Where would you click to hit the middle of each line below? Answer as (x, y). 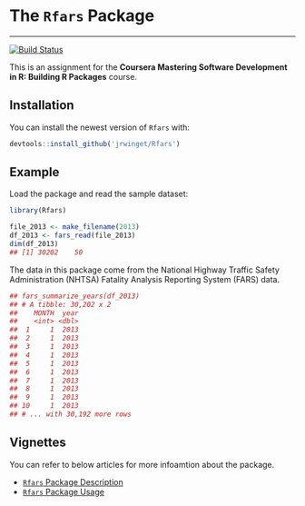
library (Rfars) (38, 211)
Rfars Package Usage (63, 491)
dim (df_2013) (34, 244)
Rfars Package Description (73, 481)
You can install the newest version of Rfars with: (100, 127)
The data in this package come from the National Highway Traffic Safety (144, 270)
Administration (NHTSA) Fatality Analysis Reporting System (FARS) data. (144, 279)
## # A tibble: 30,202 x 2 (60, 304)
